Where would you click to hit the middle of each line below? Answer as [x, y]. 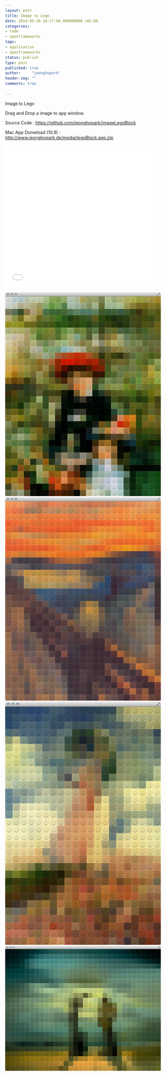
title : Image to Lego [27, 16]
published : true [22, 68]
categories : [17, 26]
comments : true [21, 84]
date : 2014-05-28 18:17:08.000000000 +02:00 [52, 21]
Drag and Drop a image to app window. [45, 113]
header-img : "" [21, 78]
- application [20, 47]
